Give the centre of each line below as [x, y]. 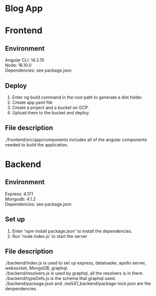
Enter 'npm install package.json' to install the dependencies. [72, 231]
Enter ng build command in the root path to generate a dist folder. [77, 97]
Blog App [24, 8]
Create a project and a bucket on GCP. [50, 108]
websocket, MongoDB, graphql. [37, 268]
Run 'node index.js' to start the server [50, 236]
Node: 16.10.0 [18, 65]
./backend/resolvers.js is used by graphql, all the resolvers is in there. [74, 273]
